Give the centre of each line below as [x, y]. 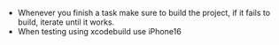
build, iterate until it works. [66, 22]
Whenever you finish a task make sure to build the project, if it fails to [144, 13]
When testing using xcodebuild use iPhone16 [99, 31]
